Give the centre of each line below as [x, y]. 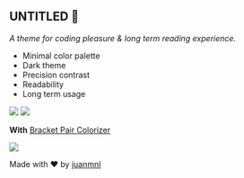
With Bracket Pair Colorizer [60, 129]
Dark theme [44, 65]
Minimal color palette [61, 56]
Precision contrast [56, 75]
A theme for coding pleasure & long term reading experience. [122, 38]
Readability [43, 84]
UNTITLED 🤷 [44, 17]
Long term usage [54, 93]
